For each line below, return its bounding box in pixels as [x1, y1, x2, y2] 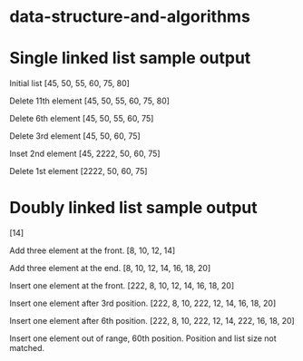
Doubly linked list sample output [9, 198, 258, 219]
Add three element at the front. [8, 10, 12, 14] [9, 245, 176, 256]
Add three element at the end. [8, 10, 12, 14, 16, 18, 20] [9, 263, 211, 274]
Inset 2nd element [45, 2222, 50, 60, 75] [9, 148, 161, 160]
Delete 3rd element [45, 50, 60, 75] [9, 131, 141, 141]
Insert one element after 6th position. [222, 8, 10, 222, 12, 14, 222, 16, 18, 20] [9, 316, 295, 327]
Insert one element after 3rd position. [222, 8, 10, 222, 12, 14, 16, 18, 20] [9, 298, 277, 309]
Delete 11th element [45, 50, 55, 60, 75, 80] [9, 95, 171, 106]
